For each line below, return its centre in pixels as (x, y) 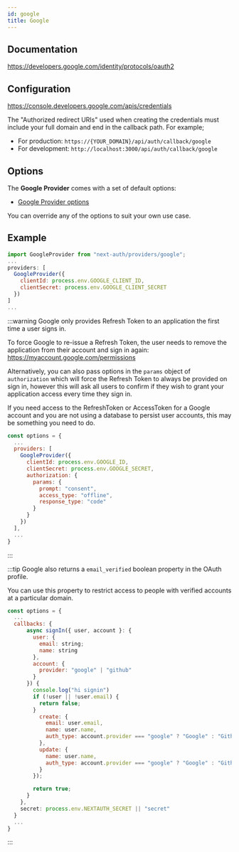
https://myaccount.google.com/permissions (72, 357)
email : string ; (61, 644)
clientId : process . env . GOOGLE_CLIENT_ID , (82, 281)
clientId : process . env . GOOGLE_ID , (78, 462)
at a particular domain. (40, 597)
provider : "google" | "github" (85, 670)
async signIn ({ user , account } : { (79, 631)
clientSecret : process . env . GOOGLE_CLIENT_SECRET (94, 288)
